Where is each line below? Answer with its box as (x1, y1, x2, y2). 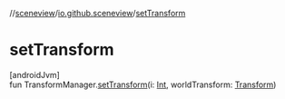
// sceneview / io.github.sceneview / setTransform (9, 8, 186, 18)
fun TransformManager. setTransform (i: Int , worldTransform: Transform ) (9, 79, 277, 90)
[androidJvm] (9, 69, 61, 80)
